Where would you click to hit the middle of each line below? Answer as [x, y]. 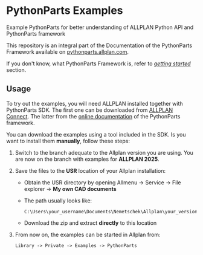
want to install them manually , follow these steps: [68, 141]
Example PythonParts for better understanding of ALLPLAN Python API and [100, 27]
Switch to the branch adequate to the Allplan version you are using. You [104, 152]
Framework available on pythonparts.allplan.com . [67, 51]
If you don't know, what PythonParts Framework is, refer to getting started [99, 63]
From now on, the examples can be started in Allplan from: [88, 234]
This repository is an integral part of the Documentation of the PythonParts [99, 45]
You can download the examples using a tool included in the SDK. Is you [96, 134]
